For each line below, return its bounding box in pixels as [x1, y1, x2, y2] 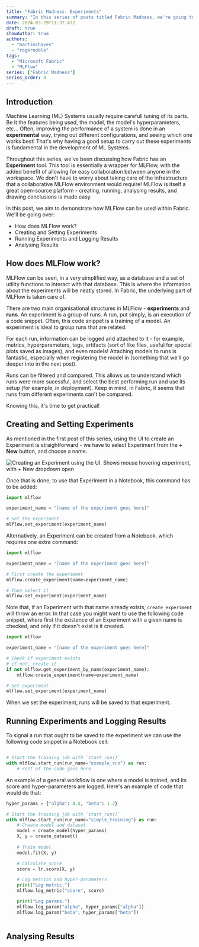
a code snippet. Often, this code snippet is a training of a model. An [6, 317, 171, 324]
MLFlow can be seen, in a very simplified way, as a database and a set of [6, 274, 185, 281]
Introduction [6, 97, 53, 107]
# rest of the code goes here [17, 766, 92, 772]
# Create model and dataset [17, 822, 86, 828]
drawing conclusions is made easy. [6, 193, 92, 200]
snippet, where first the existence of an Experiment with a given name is [6, 616, 182, 623]
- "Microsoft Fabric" [11, 58, 65, 64]
